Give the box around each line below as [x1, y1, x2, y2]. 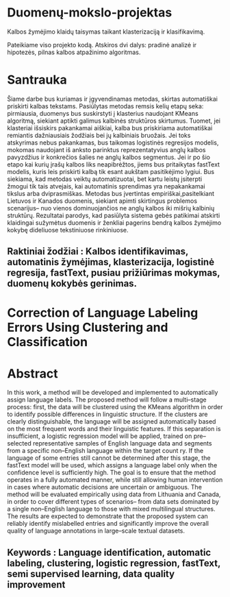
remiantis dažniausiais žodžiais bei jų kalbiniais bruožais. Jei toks [7, 131, 191, 139]
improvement [7, 578, 66, 590]
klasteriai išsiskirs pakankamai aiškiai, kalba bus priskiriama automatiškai [7, 123, 213, 132]
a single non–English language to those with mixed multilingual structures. [7, 505, 216, 513]
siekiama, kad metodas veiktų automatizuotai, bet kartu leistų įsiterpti [7, 175, 203, 183]
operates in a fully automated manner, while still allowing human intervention [7, 476, 223, 484]
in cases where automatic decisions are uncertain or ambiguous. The [7, 483, 202, 491]
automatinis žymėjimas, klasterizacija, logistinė [7, 256, 214, 268]
